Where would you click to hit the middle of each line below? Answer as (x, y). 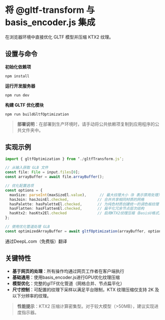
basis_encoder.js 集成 (50, 22)
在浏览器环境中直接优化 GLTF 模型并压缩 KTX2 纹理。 (59, 37)
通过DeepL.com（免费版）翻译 (36, 241)
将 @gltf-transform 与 (50, 10)
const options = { (24, 190)
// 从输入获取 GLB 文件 (27, 168)
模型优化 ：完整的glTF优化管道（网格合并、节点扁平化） (69, 283)
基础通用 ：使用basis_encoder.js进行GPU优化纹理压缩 (66, 277)
